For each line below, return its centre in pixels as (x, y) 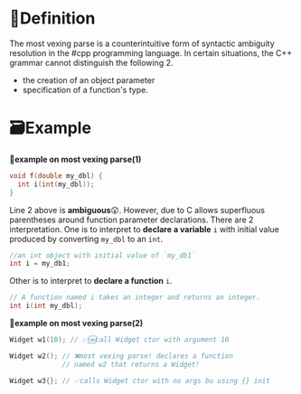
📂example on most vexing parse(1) (75, 159)
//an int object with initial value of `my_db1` (103, 255)
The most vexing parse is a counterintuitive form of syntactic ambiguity (142, 43)
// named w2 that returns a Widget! (131, 364)
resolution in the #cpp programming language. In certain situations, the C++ (151, 52)
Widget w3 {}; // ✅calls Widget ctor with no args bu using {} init (140, 380)
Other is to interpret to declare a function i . (91, 281)
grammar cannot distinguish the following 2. (91, 62)
